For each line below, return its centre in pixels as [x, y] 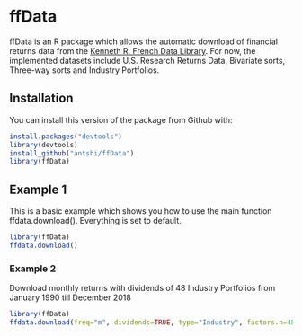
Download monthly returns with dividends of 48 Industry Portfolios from [142, 288]
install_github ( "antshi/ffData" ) [72, 153]
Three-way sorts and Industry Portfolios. [84, 70]
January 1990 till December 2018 [71, 297]
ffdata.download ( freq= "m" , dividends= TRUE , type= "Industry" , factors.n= [148, 322]
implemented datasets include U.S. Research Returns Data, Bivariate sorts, [147, 60]
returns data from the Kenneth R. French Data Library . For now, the [133, 50]
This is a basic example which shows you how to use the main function [141, 211]
